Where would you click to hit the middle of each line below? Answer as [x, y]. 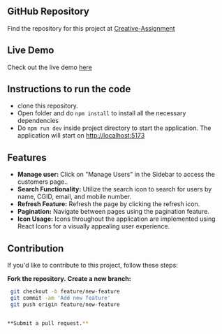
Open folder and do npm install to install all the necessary [102, 113]
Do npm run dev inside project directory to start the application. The [114, 128]
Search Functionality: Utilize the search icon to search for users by [114, 189]
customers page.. [43, 182]
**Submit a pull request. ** [48, 323]
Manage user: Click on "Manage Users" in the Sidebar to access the [116, 175]
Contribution [36, 248]
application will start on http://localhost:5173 [81, 136]
